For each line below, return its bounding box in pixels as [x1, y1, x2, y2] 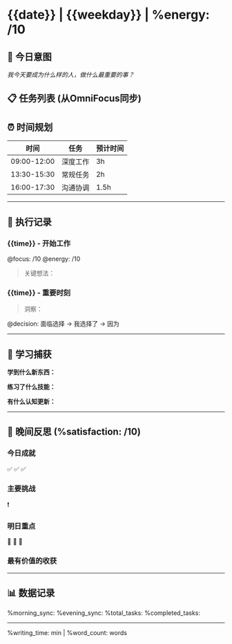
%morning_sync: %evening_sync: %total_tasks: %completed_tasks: [7, 609, 201, 617]
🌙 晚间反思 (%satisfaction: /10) [7, 426, 142, 438]
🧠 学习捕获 [7, 348, 52, 360]
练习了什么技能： [7, 383, 56, 391]
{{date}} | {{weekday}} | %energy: [7, 7, 210, 23]
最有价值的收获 [7, 556, 57, 566]
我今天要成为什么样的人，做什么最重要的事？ [7, 71, 135, 79]
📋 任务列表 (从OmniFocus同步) [7, 93, 142, 104]
